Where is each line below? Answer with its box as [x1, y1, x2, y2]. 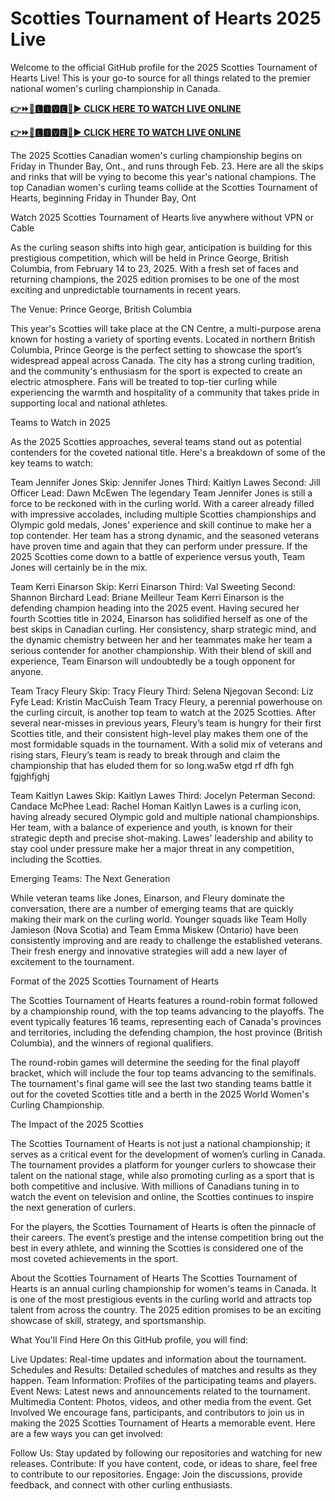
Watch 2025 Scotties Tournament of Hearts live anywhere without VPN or [10, 211, 314, 223]
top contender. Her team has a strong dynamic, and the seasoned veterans [10, 529, 320, 541]
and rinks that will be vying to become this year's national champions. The [10, 170, 317, 182]
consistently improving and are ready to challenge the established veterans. [10, 934, 323, 946]
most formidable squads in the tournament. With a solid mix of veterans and [10, 738, 323, 750]
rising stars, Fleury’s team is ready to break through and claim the [10, 748, 281, 761]
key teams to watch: [10, 457, 94, 469]
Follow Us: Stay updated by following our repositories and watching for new [10, 1447, 323, 1459]
